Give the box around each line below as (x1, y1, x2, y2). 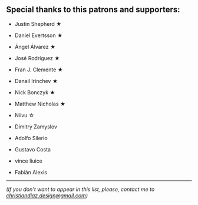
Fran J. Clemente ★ (14, 66, 64, 73)
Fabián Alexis (14, 168, 47, 176)
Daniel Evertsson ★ (14, 32, 63, 39)
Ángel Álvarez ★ (14, 43, 56, 50)
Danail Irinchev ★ (14, 77, 58, 84)
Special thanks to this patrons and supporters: (6, 5, 180, 15)
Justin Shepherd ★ (14, 20, 62, 27)
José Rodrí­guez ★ (14, 54, 60, 61)
